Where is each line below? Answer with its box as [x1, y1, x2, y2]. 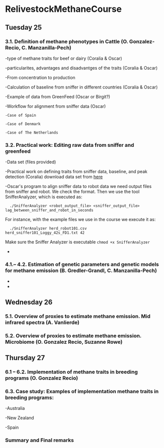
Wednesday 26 [5, 298, 53, 306]
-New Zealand [5, 415, 34, 421]
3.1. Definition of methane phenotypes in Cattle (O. [5, 38, 129, 45]
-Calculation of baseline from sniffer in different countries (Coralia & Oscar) [5, 84, 158, 90]
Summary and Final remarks [5, 437, 74, 444]
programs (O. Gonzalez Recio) [5, 375, 78, 382]
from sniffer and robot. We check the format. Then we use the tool [5, 189, 140, 195]
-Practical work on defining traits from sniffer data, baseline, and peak [5, 169, 148, 175]
